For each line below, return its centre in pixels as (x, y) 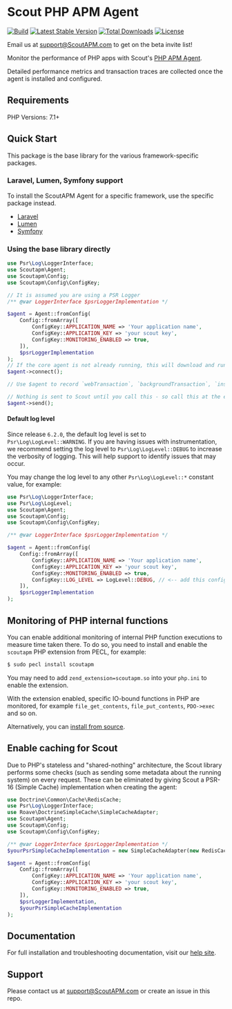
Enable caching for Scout (62, 748)
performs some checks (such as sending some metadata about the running (114, 772)
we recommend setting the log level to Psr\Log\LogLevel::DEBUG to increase (115, 449)
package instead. (32, 203)
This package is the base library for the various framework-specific (103, 155)
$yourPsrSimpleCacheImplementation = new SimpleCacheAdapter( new (103, 851)
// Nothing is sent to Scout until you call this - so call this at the (114, 397)
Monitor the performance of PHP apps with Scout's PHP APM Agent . (105, 58)
